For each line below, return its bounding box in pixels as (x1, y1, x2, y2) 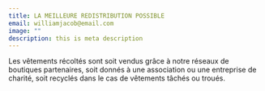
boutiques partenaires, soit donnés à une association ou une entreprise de (8, 65, 257, 75)
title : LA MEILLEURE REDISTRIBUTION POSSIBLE (8, 11, 165, 20)
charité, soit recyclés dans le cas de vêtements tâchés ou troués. (8, 73, 225, 83)
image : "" (8, 27, 42, 35)
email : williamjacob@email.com (8, 19, 114, 27)
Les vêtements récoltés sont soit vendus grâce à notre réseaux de (8, 56, 229, 66)
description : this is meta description (8, 34, 143, 43)
